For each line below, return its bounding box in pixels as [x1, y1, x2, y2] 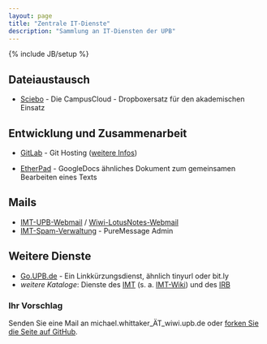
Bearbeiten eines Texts [19, 172, 97, 182]
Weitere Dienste [8, 249, 92, 264]
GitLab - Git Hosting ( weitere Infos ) [19, 148, 138, 157]
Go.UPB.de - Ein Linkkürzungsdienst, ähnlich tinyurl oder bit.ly [19, 271, 230, 281]
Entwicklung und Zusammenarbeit [8, 127, 187, 140]
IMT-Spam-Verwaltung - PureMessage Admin [19, 226, 174, 235]
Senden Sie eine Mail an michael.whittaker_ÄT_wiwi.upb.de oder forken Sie [8, 318, 260, 328]
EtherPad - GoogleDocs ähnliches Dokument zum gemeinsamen [19, 164, 236, 173]
